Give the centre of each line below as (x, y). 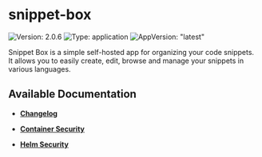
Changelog (39, 113)
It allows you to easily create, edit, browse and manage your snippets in (126, 61)
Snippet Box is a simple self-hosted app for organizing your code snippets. (131, 52)
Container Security (52, 128)
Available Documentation (73, 94)
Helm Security (44, 144)
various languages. (40, 69)
